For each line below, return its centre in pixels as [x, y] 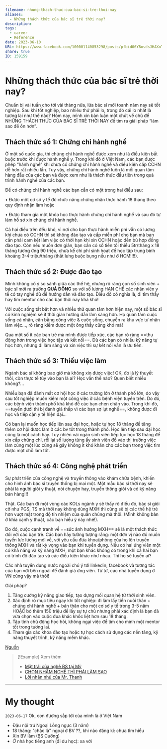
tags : [11, 28]
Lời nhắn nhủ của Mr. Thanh [53, 677]
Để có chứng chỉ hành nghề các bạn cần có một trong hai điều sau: [74, 190]
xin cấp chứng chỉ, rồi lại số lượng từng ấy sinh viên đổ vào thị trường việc [81, 440]
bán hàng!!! [17, 494]
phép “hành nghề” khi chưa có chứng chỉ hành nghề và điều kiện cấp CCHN [83, 164]
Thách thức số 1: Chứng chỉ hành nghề [66, 142]
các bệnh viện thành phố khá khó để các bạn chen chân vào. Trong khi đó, [82, 403]
